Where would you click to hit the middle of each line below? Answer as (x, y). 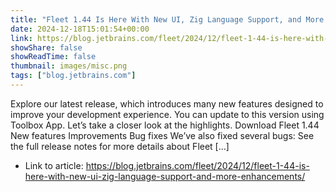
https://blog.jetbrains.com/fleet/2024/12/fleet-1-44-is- (197, 165)
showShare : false (46, 47)
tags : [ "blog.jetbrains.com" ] (73, 76)
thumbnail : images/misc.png (69, 66)
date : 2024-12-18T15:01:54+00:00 (80, 29)
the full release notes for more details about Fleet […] (120, 146)
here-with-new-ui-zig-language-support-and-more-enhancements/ (165, 176)
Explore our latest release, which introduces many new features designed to (167, 103)
